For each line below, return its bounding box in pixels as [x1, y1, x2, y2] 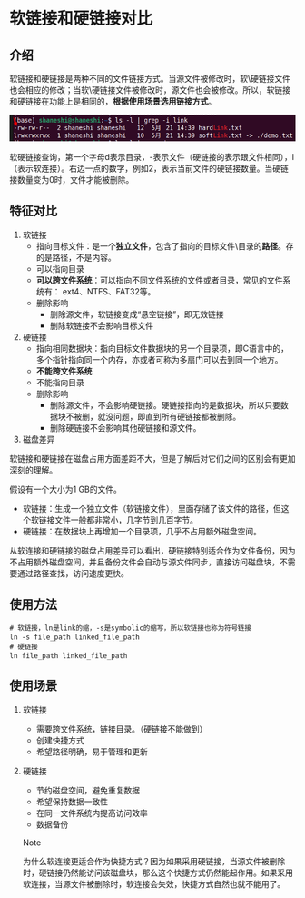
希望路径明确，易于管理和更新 [35, 746, 148, 757]
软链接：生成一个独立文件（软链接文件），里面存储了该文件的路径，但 [22, 503, 281, 514]
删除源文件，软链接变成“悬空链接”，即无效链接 [49, 308, 224, 319]
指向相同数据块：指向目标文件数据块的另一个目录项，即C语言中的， [35, 343, 289, 354]
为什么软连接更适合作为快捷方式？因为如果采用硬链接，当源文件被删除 [22, 855, 286, 866]
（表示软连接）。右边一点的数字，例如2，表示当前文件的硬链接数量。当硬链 [9, 163, 289, 174]
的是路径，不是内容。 [35, 252, 116, 263]
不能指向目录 [35, 376, 84, 387]
